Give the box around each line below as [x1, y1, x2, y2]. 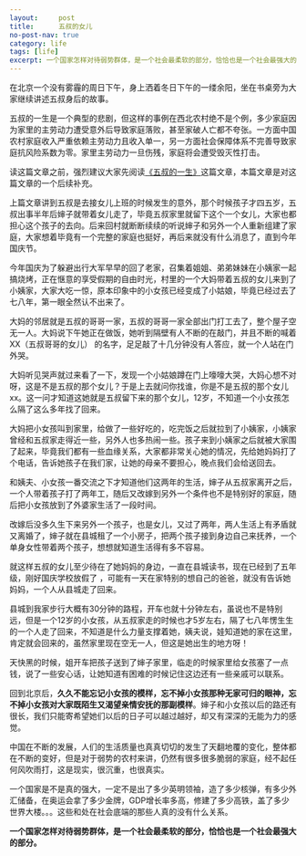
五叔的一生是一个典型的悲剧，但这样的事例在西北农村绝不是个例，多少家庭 [9, 113, 289, 123]
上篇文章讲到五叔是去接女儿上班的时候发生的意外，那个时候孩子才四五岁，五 [9, 197, 297, 208]
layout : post [9, 13, 76, 23]
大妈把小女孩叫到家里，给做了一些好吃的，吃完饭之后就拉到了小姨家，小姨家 [9, 423, 297, 433]
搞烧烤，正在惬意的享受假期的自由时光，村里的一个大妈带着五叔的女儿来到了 [9, 274, 297, 284]
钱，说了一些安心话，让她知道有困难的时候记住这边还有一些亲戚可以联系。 [9, 668, 289, 679]
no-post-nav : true [9, 30, 79, 39]
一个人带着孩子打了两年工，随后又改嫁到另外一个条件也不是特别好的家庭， [9, 488, 289, 498]
